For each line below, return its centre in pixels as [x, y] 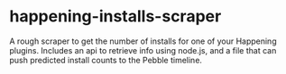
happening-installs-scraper [115, 16]
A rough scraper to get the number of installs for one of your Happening [143, 41]
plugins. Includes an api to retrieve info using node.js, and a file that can [143, 50]
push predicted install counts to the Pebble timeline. [106, 60]
